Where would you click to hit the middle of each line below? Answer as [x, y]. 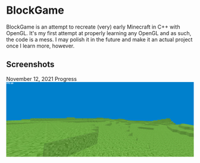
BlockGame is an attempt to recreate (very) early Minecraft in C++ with [93, 27]
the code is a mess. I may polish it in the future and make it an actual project [99, 39]
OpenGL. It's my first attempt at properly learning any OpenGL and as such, [99, 33]
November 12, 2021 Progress [42, 79]
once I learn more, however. [40, 46]
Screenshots [30, 65]
